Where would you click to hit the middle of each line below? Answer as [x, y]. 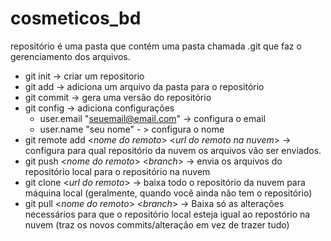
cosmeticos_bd [76, 18]
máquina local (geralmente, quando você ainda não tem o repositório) [168, 193]
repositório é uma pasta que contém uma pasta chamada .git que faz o [156, 46]
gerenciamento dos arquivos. [70, 56]
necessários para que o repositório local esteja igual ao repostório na [167, 214]
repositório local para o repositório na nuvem [117, 171]
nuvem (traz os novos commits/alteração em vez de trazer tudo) [157, 224]
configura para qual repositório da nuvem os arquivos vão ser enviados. [173, 150]
